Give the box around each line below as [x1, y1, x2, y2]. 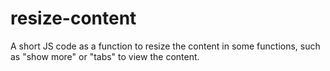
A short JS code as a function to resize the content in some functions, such [10, 40, 321, 52]
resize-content [10, 7, 137, 30]
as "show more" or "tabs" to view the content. [10, 50, 200, 62]
